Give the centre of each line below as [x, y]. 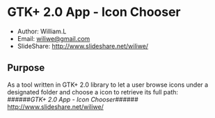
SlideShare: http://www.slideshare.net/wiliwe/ [82, 46]
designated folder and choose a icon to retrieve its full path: [93, 92]
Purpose [26, 68]
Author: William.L [42, 31]
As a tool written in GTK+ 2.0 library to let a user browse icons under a [108, 85]
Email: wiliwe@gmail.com [54, 38]
